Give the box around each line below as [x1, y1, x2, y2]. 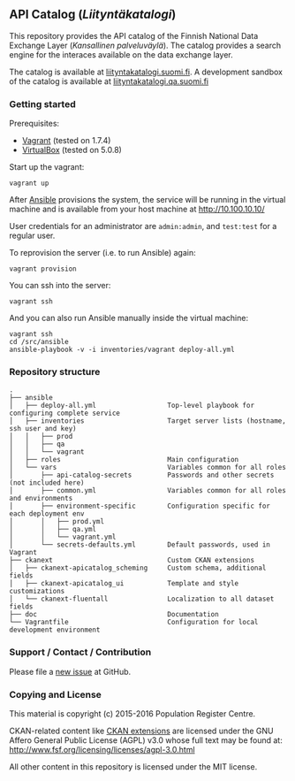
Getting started [9, 97, 77, 110]
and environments [9, 494, 73, 503]
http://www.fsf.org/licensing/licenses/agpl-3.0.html [9, 745, 196, 754]
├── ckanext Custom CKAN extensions [9, 556, 254, 565]
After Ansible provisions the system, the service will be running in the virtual [9, 195, 286, 205]
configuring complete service [9, 409, 121, 418]
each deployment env [9, 509, 86, 518]
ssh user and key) [9, 425, 77, 433]
